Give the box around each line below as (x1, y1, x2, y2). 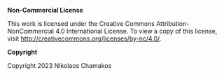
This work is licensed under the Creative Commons (7, 20, 155, 27)
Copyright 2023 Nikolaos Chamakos (7, 62, 112, 69)
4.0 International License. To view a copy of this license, (55, 27, 218, 35)
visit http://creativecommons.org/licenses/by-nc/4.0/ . (7, 34, 162, 43)
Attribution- (156, 20, 190, 27)
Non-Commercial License (7, 6, 84, 14)
